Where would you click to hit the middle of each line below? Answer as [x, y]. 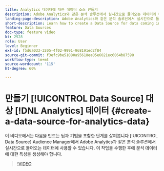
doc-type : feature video [30, 32]
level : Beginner [21, 46]
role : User [16, 42]
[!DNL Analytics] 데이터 [62, 111]
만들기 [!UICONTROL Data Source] [74, 99]
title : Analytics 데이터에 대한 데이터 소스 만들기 [51, 10]
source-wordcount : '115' [30, 64]
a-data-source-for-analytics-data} [77, 121]
